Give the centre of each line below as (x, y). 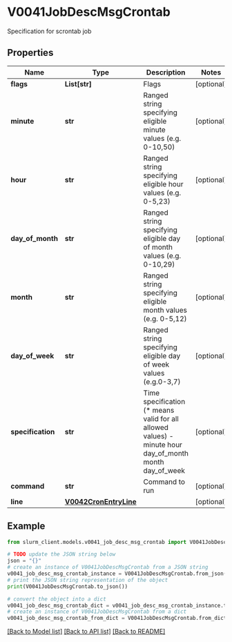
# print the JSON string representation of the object (88, 580)
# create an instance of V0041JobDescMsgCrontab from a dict (97, 612)
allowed (156, 427)
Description (166, 72)
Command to (164, 482)
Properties (30, 53)
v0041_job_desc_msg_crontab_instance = (65, 574)
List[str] (78, 84)
